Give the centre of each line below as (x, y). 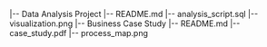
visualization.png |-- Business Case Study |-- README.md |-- (125, 23)
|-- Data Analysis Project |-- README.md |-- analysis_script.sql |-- (134, 14)
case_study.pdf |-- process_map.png (79, 33)
